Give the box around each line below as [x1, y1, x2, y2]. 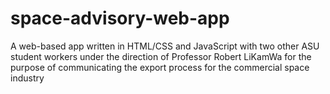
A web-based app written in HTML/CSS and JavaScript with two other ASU [10, 40, 320, 52]
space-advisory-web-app [10, 7, 230, 30]
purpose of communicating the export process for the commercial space [10, 61, 310, 73]
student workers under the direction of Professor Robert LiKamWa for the [10, 50, 312, 62]
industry [10, 72, 45, 84]
